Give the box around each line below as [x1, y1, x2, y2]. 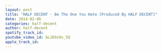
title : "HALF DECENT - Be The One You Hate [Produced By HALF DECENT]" [5, 12, 157, 17]
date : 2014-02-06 [5, 16, 41, 21]
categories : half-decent [5, 21, 57, 26]
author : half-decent [5, 26, 48, 31]
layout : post [5, 7, 32, 12]
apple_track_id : [5, 40, 39, 45]
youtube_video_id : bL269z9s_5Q [5, 35, 70, 40]
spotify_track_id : [5, 30, 43, 35]
